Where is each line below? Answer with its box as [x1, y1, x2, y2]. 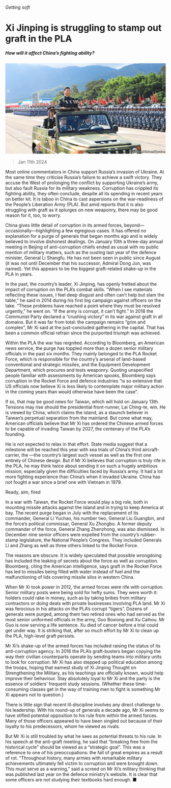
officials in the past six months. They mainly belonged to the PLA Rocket [5, 351, 157, 357]
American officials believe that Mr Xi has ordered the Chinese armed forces [5, 420, 163, 426]
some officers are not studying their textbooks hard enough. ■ [5, 777, 137, 783]
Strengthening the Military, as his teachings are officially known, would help [5, 670, 164, 676]
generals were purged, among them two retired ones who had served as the [5, 611, 165, 617]
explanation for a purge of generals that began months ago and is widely [5, 233, 158, 239]
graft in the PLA [5, 33, 72, 44]
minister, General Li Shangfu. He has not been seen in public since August [5, 255, 161, 261]
